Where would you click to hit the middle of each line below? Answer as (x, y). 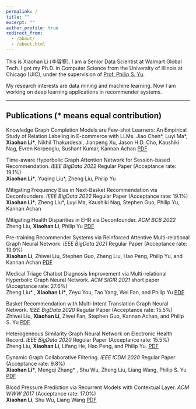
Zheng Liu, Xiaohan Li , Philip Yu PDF (50, 226)
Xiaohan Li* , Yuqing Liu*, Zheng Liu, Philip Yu (61, 178)
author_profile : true (32, 28)
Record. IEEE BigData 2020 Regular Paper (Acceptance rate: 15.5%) (88, 339)
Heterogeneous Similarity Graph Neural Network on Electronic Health (89, 334)
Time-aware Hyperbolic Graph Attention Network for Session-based (88, 160)
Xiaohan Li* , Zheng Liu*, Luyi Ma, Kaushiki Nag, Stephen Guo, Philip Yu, (93, 202)
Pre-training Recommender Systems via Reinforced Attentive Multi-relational (98, 237)
